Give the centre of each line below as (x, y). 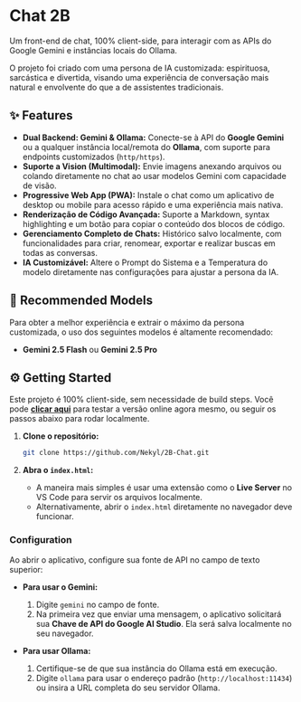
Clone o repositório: (61, 436)
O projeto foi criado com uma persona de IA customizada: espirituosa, (140, 68)
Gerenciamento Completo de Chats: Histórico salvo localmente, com (152, 233)
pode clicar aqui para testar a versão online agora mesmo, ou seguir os (143, 409)
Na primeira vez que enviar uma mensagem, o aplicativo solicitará (159, 614)
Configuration (41, 540)
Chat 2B (40, 16)
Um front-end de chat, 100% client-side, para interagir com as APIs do (141, 41)
